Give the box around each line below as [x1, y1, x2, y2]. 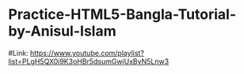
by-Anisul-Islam [8, 22, 116, 40]
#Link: [8, 48, 29, 57]
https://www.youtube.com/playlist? [30, 48, 145, 57]
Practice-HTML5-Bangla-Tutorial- [8, 6, 236, 24]
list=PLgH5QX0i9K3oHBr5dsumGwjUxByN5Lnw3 [8, 57, 170, 66]
